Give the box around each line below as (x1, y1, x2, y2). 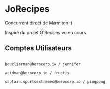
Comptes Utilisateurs (5, 44, 72, 53)
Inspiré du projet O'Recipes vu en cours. (5, 29, 88, 35)
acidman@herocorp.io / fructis (5, 70, 70, 75)
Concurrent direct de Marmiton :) (5, 20, 73, 26)
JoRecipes (5, 3, 50, 15)
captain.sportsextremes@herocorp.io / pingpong (5, 79, 106, 84)
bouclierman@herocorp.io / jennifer (5, 61, 81, 67)
